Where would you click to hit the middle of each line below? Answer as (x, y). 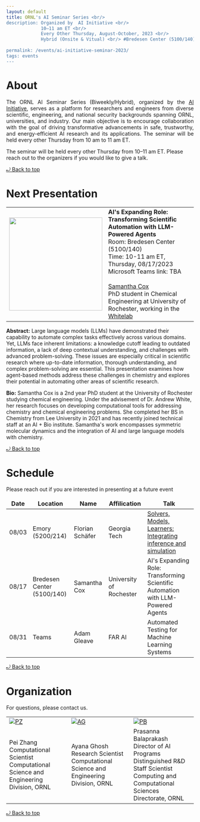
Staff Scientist (153, 768)
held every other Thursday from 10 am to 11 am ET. (68, 140)
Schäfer (85, 536)
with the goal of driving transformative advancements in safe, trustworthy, (100, 127)
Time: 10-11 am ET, (137, 257)
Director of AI (152, 746)
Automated (163, 623)
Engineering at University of (147, 301)
